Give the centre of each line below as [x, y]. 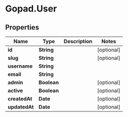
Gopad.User [31, 9]
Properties [22, 27]
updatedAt [21, 107]
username [20, 66]
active [15, 91]
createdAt [20, 99]
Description [78, 41]
